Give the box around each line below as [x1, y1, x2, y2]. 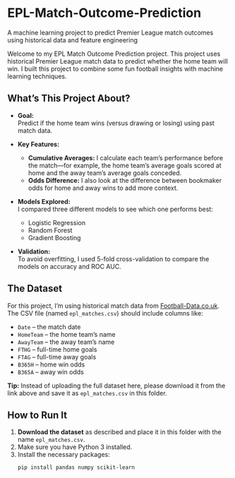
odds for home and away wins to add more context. [28, 184, 179, 192]
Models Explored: [17, 197, 71, 205]
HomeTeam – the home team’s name [17, 330, 116, 338]
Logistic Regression [28, 218, 86, 227]
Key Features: [17, 140, 60, 148]
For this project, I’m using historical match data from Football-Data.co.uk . [7, 301, 220, 310]
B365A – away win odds [17, 367, 85, 376]
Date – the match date [17, 323, 81, 331]
